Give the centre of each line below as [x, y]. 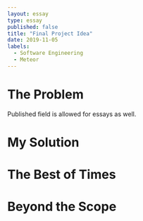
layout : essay [28, 14]
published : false [33, 27]
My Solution [43, 142]
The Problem [45, 94]
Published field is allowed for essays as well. [72, 114]
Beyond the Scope [62, 207]
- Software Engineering [48, 53]
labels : [19, 46]
